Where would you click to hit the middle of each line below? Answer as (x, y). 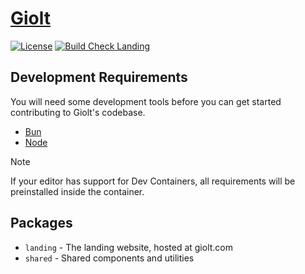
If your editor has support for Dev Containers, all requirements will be (153, 181)
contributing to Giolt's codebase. (78, 112)
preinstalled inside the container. (77, 191)
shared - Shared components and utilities (109, 258)
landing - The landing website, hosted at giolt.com (129, 247)
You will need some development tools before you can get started (146, 101)
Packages (41, 223)
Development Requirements (99, 77)
